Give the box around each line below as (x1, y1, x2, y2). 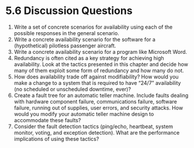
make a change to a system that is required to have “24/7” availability (13, 79, 181, 86)
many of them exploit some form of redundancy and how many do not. (13, 67, 184, 74)
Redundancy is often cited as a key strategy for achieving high (13, 54, 164, 61)
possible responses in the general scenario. (13, 29, 119, 36)
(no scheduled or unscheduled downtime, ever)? (13, 85, 131, 92)
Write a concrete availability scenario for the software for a (13, 36, 156, 43)
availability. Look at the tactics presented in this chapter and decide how (13, 60, 188, 68)
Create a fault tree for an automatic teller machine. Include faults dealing (13, 92, 189, 99)
